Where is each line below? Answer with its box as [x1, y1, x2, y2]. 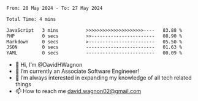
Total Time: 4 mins [6, 16, 56, 22]
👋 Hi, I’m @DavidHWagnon [15, 61, 83, 69]
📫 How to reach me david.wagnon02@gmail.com [15, 88, 142, 95]
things [15, 81, 32, 88]
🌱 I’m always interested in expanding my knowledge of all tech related [15, 74, 192, 81]
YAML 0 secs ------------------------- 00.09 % [6, 50, 183, 56]
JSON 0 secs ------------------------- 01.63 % [6, 44, 183, 51]
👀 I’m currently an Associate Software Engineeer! [15, 67, 140, 75]
